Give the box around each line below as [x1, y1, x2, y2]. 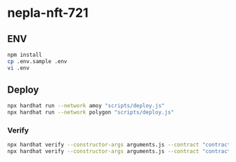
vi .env [7, 65, 30, 72]
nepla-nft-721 [7, 5, 89, 21]
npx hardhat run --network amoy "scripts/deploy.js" [7, 102, 165, 109]
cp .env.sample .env [7, 58, 68, 65]
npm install [7, 51, 42, 58]
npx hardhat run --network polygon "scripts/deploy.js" [7, 109, 174, 116]
